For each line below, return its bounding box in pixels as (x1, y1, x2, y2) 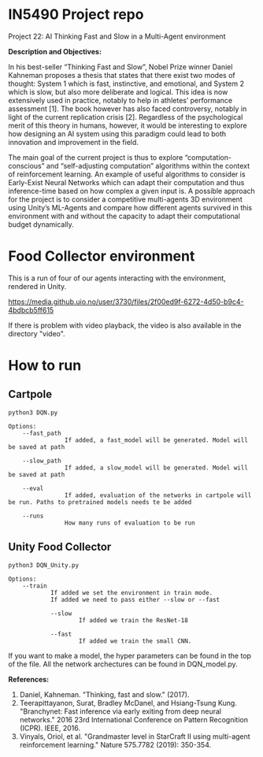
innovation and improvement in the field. (8, 137, 139, 147)
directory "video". (8, 328, 65, 338)
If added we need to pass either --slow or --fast (50, 596, 220, 603)
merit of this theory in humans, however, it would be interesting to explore (8, 121, 247, 130)
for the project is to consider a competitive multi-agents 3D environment (8, 195, 243, 204)
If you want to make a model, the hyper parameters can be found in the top (8, 651, 252, 660)
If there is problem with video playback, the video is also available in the (8, 321, 242, 330)
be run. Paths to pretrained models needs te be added (8, 498, 192, 506)
